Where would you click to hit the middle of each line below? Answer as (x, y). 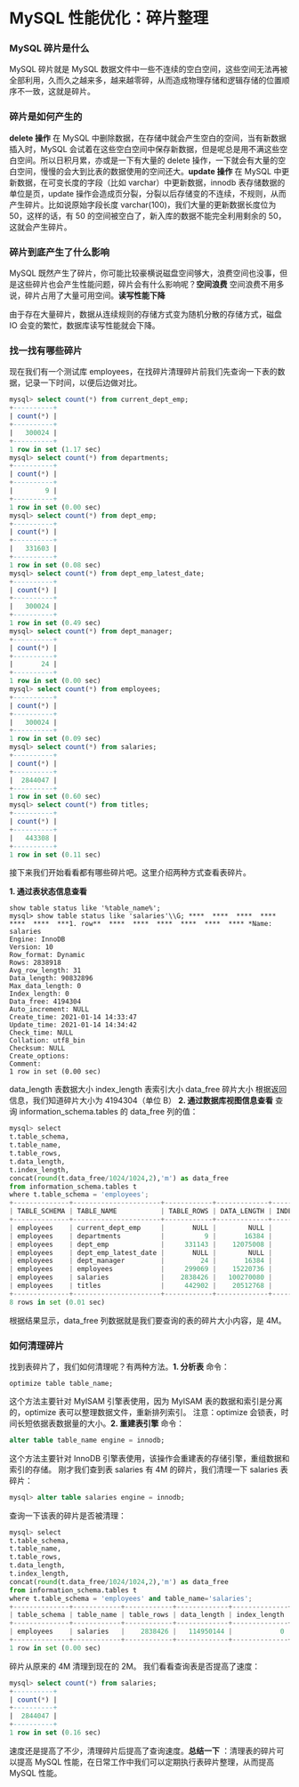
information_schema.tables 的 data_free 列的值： (109, 1112)
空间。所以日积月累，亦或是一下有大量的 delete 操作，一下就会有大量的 (147, 160)
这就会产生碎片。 (40, 227)
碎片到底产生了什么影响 (59, 252)
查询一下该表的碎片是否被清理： (68, 1515)
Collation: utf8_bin (48, 1041)
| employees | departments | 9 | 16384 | (141, 1236)
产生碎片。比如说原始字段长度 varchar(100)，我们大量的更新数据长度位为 (143, 205)
